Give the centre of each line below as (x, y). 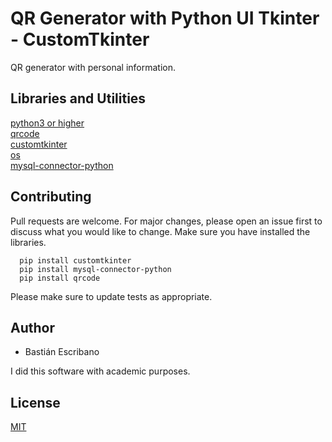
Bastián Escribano (62, 352)
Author (32, 327)
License (35, 402)
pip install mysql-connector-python (95, 269)
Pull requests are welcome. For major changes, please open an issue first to (166, 221)
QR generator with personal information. (93, 67)
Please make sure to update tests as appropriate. (111, 296)
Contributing (51, 197)
